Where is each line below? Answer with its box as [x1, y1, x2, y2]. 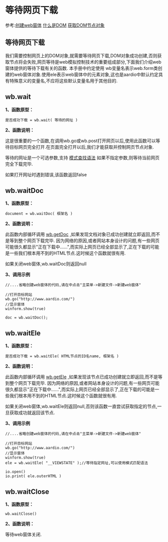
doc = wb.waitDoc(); [5, 315, 49, 320]
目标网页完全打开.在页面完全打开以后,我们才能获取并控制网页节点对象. [9, 144, 154, 150]
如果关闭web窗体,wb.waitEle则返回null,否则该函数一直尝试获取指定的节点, [5, 403, 157, 409]
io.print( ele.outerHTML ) [5, 474, 62, 479]
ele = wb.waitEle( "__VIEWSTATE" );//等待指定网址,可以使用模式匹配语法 [5, 461, 148, 466]
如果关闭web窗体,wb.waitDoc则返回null [5, 261, 87, 267]
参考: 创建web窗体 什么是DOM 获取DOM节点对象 [5, 22, 105, 28]
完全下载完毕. [5, 161, 34, 167]
